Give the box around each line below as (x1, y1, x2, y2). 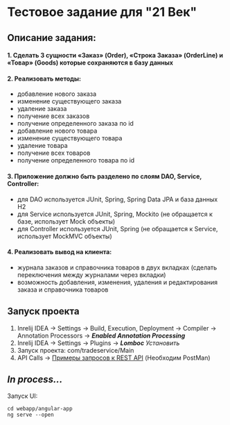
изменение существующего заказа (17, 97, 122, 106)
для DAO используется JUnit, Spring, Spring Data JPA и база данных (17, 195, 218, 203)
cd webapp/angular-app (7, 406, 73, 412)
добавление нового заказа (17, 90, 97, 98)
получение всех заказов (17, 112, 90, 120)
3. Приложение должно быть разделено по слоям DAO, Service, (7, 172, 202, 181)
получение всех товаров (17, 149, 91, 157)
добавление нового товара (17, 126, 98, 135)
